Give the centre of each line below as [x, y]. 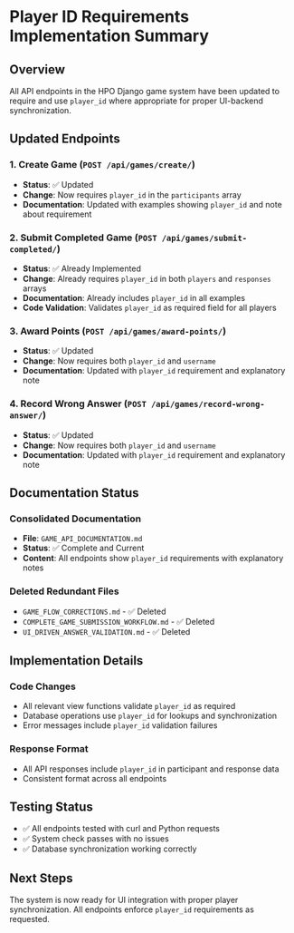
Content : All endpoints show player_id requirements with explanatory [153, 559]
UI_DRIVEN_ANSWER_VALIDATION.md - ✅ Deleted [106, 631]
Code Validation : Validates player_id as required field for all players [150, 307]
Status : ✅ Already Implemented [82, 268]
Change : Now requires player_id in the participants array [132, 194]
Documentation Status [74, 493]
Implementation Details [76, 661]
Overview [38, 69]
